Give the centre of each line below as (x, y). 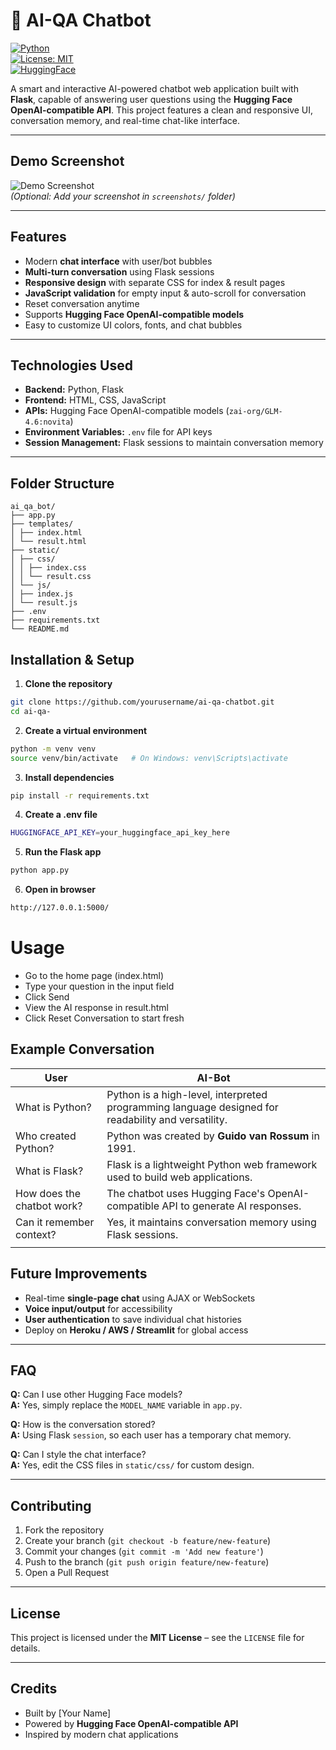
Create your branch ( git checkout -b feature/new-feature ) (148, 1541)
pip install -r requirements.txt (80, 795)
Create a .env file (61, 815)
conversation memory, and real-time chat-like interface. (125, 120)
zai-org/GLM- (255, 412)
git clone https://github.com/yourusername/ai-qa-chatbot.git (142, 702)
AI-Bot (213, 1077)
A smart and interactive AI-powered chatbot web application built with (154, 88)
